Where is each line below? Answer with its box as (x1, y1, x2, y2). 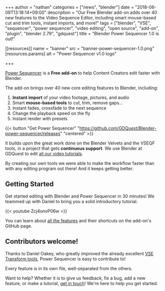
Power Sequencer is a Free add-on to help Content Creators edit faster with (5, 70, 160, 76)
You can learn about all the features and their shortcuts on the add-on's (5, 218, 152, 223)
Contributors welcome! (5, 237, 78, 246)
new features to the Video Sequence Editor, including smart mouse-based (5, 15, 157, 20)
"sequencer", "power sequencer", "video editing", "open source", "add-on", (5, 25, 160, 31)
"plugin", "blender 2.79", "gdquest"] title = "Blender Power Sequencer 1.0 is (5, 31, 160, 36)
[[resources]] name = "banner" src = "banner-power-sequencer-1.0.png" (5, 46, 155, 51)
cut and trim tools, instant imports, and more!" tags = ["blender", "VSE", (5, 20, 151, 26)
